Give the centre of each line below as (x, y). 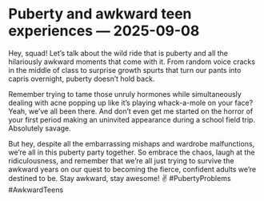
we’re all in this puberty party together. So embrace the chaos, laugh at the (132, 152)
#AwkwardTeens (36, 190)
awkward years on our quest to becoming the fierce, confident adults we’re (132, 169)
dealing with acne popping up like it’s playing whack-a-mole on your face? (131, 103)
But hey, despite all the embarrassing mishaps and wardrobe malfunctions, (132, 143)
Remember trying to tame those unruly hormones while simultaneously (125, 94)
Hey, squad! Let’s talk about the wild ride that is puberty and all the (118, 53)
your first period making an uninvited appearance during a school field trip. (132, 119)
